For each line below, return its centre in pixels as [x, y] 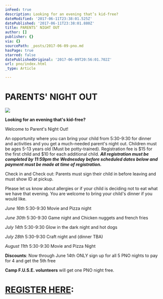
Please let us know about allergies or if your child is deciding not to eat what [81, 188]
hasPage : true [19, 50]
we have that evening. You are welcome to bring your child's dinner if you [79, 194]
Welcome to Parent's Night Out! [37, 129]
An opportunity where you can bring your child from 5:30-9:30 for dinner [78, 138]
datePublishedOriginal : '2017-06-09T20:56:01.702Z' [58, 60]
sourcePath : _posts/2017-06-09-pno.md [44, 46]
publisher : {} [19, 37]
